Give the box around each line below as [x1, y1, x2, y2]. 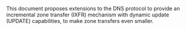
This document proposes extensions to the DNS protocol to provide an [6, 5, 181, 12]
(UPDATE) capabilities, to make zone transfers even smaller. [6, 18, 154, 24]
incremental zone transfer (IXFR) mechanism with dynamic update [6, 11, 169, 18]
